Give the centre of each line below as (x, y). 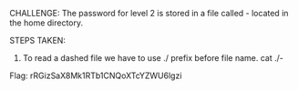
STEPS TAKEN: (38, 40)
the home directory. (46, 23)
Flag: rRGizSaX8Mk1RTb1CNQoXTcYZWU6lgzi (96, 75)
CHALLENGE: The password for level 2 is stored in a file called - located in (149, 13)
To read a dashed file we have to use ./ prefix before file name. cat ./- (153, 58)
